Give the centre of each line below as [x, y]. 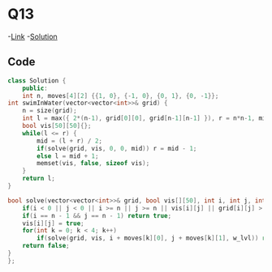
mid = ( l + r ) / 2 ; [70, 141]
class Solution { [37, 81]
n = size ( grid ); [50, 111]
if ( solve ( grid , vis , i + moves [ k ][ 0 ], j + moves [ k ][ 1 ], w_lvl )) [148, 238]
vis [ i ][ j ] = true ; [53, 223]
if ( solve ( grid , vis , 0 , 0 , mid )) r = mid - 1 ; [117, 148]
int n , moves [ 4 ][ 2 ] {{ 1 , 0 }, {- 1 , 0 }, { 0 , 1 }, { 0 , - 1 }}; [121, 96]
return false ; [46, 246]
